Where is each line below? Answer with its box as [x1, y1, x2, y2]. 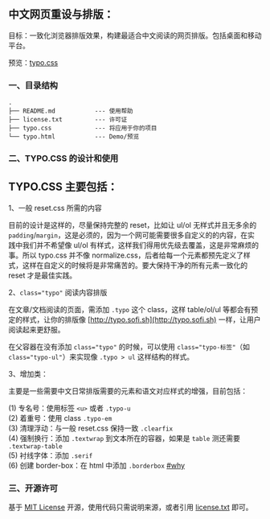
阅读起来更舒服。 [8, 324, 65, 334]
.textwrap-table [8, 442, 63, 451]
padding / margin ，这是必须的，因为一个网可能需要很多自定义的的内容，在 [8, 230, 248, 240]
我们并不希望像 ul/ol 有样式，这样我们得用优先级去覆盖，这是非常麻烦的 [22, 240, 260, 249]
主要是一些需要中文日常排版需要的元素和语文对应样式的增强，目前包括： [8, 385, 247, 396]
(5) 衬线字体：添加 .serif [8, 450, 93, 460]
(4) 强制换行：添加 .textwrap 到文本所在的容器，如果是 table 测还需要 [8, 433, 241, 443]
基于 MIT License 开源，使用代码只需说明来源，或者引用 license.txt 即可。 [8, 502, 253, 513]
